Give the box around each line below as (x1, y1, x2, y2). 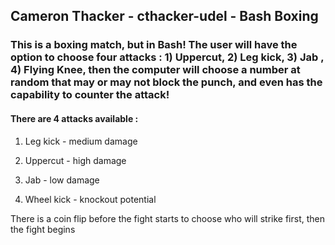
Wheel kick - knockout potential (24, 193, 157, 205)
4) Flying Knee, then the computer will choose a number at (10, 63, 301, 77)
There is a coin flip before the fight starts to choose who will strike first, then (10, 212, 325, 224)
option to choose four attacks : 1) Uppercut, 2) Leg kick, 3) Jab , (10, 50, 325, 64)
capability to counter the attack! (10, 88, 170, 102)
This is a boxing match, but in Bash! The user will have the (10, 38, 298, 52)
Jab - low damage (24, 174, 100, 186)
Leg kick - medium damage (24, 135, 138, 147)
